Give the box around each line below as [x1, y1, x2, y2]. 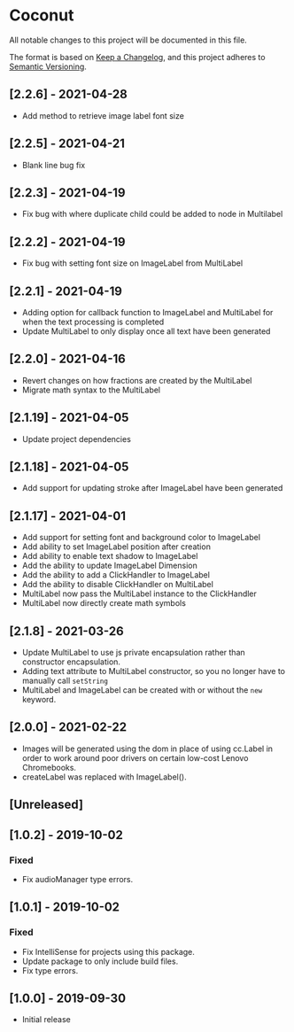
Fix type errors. [21, 965, 79, 975]
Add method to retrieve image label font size [21, 110, 184, 120]
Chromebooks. [21, 762, 77, 772]
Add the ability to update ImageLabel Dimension [21, 560, 197, 571]
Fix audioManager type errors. [21, 873, 134, 884]
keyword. [21, 694, 57, 705]
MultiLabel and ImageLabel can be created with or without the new [21, 685, 263, 695]
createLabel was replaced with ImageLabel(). [21, 772, 188, 782]
